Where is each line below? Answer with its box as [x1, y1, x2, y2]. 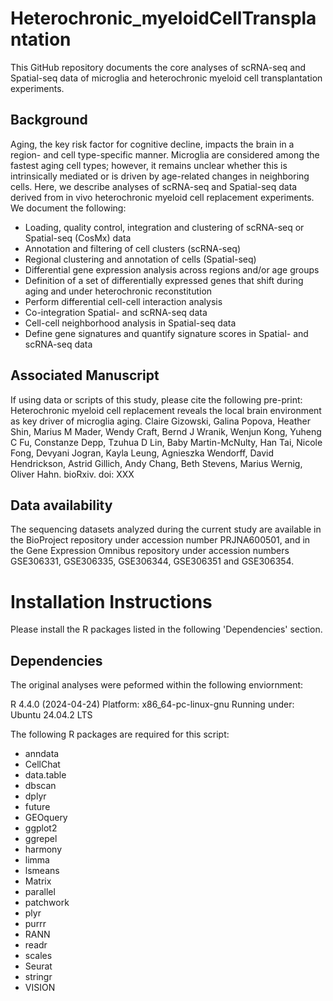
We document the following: [10, 202, 127, 214]
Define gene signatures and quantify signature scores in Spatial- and [24, 327, 309, 339]
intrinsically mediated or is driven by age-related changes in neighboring [10, 170, 310, 182]
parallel [24, 886, 56, 898]
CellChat [24, 758, 61, 771]
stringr [24, 971, 53, 983]
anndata [24, 748, 60, 760]
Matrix [24, 875, 52, 887]
